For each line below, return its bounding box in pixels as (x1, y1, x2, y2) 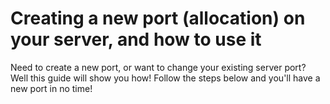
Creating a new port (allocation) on (10, 7, 306, 30)
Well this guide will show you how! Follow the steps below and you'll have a (10, 72, 321, 84)
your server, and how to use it (10, 28, 262, 51)
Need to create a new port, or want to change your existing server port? (10, 61, 307, 73)
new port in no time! (10, 82, 93, 94)
